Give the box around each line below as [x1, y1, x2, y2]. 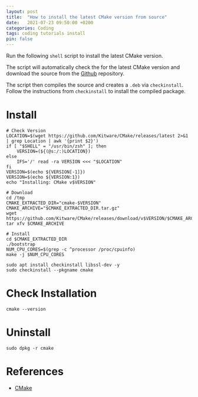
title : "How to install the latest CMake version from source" [6, 14, 167, 20]
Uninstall [6, 326, 51, 339]
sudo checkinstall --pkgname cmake [6, 267, 94, 273]
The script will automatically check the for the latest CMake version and [6, 64, 180, 71]
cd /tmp [6, 195, 25, 201]
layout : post [6, 8, 38, 15]
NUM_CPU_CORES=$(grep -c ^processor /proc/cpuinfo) [6, 246, 136, 252]
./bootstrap [6, 241, 35, 247]
